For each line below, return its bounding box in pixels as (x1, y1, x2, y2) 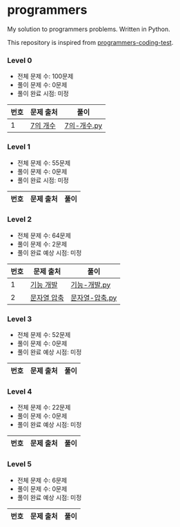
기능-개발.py (70, 280, 111, 289)
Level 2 (7, 215, 32, 224)
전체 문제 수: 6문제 (17, 476, 68, 484)
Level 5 (7, 459, 32, 469)
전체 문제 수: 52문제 (17, 331, 71, 339)
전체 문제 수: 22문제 (17, 403, 71, 412)
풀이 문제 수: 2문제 (17, 240, 68, 248)
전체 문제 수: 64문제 (17, 231, 71, 240)
